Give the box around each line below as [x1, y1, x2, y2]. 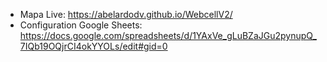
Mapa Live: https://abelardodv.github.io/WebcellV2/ [19, 9, 233, 20]
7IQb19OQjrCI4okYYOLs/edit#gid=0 [19, 40, 168, 52]
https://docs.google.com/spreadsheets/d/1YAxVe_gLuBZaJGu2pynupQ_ [19, 30, 317, 41]
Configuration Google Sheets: [19, 19, 143, 31]
